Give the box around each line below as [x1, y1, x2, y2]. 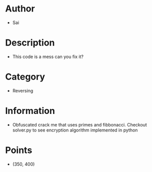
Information [5, 105, 55, 116]
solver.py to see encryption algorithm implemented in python [12, 127, 138, 133]
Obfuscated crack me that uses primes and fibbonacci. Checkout [12, 121, 147, 127]
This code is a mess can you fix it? [12, 53, 84, 59]
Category [5, 71, 45, 82]
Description [5, 37, 55, 48]
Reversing [12, 87, 33, 93]
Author [5, 3, 35, 14]
